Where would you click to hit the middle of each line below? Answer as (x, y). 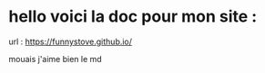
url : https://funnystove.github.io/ (71, 41)
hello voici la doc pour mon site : (133, 17)
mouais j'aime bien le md (55, 59)
